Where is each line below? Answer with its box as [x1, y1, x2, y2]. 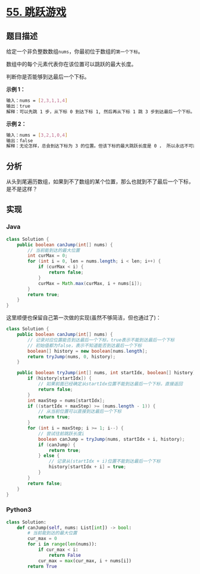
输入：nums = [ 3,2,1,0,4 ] [6, 132, 68, 138]
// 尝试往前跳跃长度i [37, 431, 85, 437]
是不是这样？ [6, 186, 37, 193]
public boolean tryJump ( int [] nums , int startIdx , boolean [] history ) [17, 370, 196, 376]
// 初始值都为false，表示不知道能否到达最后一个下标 [27, 343, 142, 349]
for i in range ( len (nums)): [27, 541, 97, 547]
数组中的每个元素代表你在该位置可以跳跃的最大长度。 [6, 61, 137, 67]
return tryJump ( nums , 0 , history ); [27, 353, 116, 360]
